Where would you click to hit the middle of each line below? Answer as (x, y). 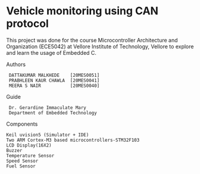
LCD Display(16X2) (29, 145)
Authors (16, 64)
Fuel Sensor (21, 166)
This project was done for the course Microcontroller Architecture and (92, 40)
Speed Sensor (22, 161)
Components (22, 124)
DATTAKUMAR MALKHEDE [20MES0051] (54, 75)
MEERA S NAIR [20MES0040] (54, 86)
